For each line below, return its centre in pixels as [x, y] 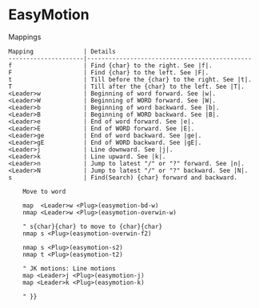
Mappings [25, 37]
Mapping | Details [62, 51]
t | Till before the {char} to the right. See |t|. [130, 79]
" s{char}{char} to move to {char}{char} [92, 226]
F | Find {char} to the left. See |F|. [109, 72]
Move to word [44, 191]
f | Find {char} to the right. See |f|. [111, 66]
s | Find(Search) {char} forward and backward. [123, 178]
